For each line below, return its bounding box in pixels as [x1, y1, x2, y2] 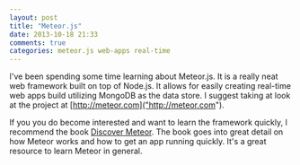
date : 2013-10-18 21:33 [9, 30, 99, 39]
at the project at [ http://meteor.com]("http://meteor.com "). [9, 100, 225, 110]
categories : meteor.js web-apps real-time [9, 47, 171, 56]
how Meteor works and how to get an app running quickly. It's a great [9, 136, 267, 147]
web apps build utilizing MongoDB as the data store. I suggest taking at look [9, 91, 291, 101]
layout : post [9, 13, 58, 22]
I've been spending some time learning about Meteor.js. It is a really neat [9, 71, 278, 82]
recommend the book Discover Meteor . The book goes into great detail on [9, 126, 284, 137]
